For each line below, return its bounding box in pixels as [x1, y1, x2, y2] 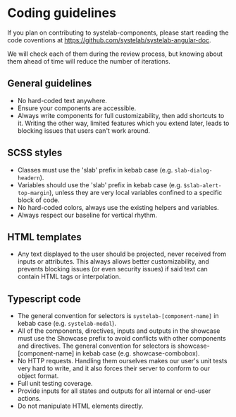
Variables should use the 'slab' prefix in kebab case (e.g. [17, 180, 182, 189]
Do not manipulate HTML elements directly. [17, 401, 144, 411]
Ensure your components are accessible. [17, 104, 137, 112]
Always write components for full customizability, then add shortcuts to [17, 111, 225, 119]
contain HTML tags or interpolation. [17, 272, 121, 281]
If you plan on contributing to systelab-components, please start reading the [7, 28, 229, 37]
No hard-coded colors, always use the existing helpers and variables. [17, 203, 220, 211]
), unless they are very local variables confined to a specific [49, 188, 223, 196]
